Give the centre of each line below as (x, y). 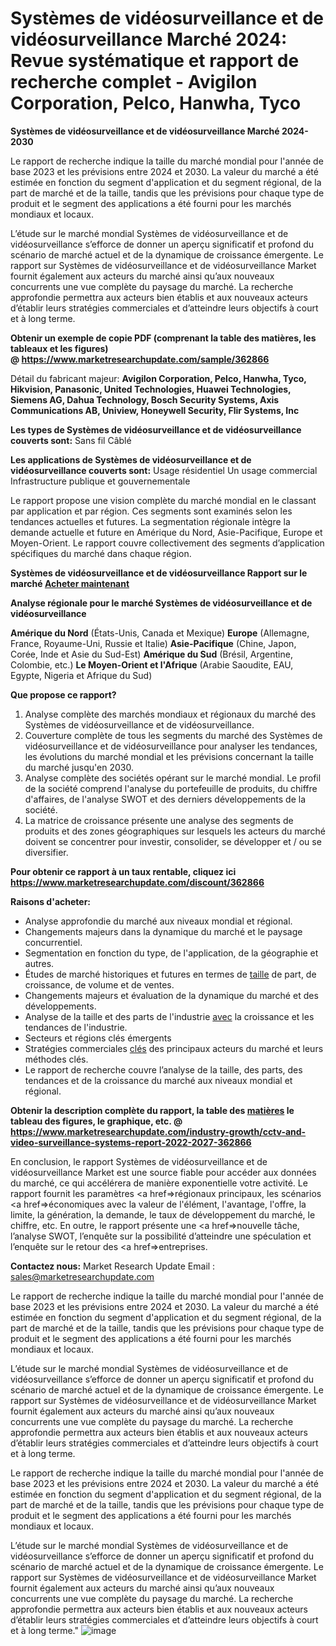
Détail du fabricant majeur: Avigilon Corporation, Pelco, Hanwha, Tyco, (158, 378)
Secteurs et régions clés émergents (98, 1038)
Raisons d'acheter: (51, 901)
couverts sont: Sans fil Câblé (71, 440)
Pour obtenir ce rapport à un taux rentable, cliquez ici (123, 871)
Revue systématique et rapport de (155, 61)
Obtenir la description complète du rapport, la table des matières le (152, 1110)
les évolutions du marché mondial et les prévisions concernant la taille (169, 756)
